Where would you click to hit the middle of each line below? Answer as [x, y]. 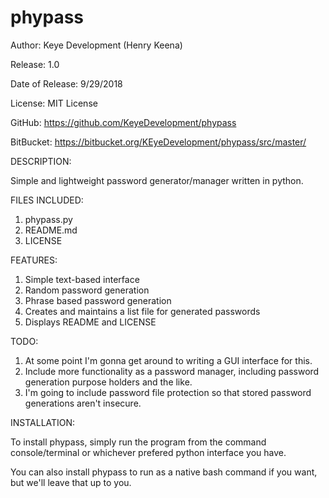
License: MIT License [54, 103]
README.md [51, 230]
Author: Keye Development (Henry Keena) [96, 45]
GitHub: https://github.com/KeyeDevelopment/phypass [123, 122]
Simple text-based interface [82, 279]
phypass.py [48, 219]
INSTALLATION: [43, 422]
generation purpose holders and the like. [108, 382]
